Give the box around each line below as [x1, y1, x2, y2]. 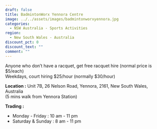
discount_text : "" [5, 44, 43, 49]
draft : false [5, 7, 32, 12]
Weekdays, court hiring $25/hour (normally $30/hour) [5, 73, 116, 79]
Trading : [5, 103, 24, 109]
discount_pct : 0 [5, 40, 39, 45]
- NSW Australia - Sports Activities [9, 26, 88, 31]
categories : [5, 21, 30, 26]
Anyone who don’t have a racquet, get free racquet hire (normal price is [5, 63, 152, 69]
